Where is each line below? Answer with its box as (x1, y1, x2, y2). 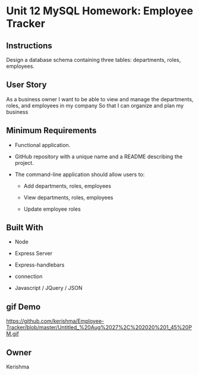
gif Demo (6, 302, 41, 312)
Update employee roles (23, 205, 81, 212)
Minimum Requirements (6, 126, 97, 136)
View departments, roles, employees (23, 193, 113, 201)
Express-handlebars (14, 261, 65, 268)
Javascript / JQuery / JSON (14, 285, 83, 292)
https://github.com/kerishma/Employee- (6, 317, 105, 325)
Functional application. (14, 141, 71, 148)
